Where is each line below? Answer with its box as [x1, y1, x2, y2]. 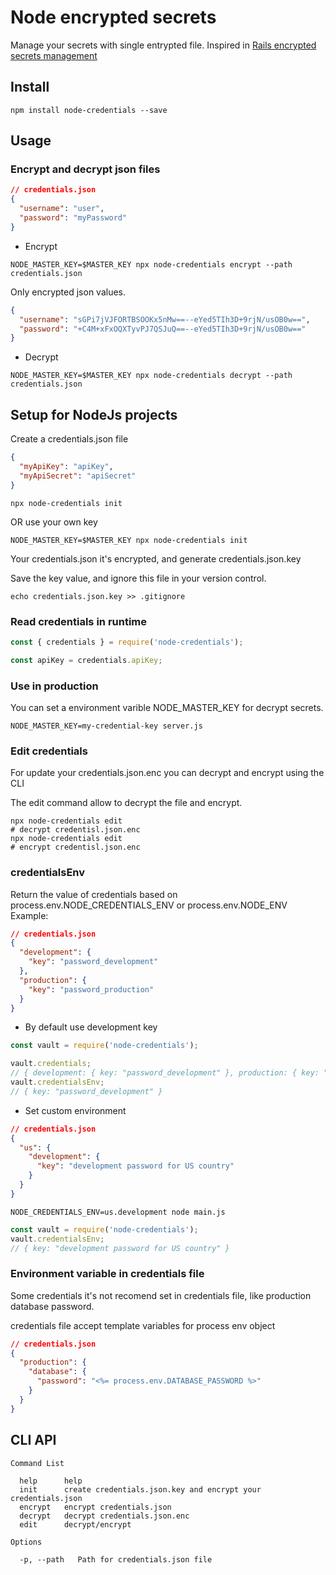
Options [10, 1537, 43, 1547]
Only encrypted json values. [10, 286, 127, 298]
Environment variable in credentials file [10, 1267, 205, 1281]
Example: [10, 909, 49, 921]
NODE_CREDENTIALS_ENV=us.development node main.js [10, 1207, 226, 1217]
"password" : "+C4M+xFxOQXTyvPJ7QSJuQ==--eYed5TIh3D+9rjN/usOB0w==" [19, 324, 307, 334]
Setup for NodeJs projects [10, 406, 178, 423]
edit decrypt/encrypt [19, 1519, 132, 1530]
